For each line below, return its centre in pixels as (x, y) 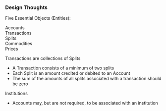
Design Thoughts (27, 7)
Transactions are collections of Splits (43, 58)
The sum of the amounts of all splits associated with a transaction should (87, 79)
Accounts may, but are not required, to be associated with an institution (85, 103)
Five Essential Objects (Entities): (38, 18)
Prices (12, 49)
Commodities (19, 44)
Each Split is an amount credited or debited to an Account (71, 73)
